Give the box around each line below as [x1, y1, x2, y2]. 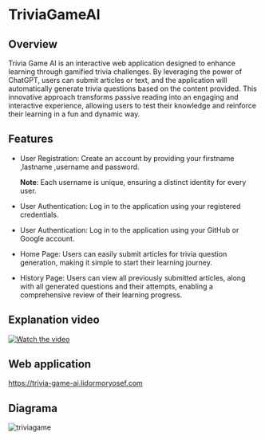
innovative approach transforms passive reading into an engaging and [8, 92, 239, 101]
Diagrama [8, 401, 58, 415]
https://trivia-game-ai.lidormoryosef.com [8, 379, 144, 388]
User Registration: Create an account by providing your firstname [19, 153, 235, 163]
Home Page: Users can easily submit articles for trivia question [19, 249, 227, 258]
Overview [8, 37, 58, 51]
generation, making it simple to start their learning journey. [19, 257, 213, 267]
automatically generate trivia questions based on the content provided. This [8, 84, 257, 93]
